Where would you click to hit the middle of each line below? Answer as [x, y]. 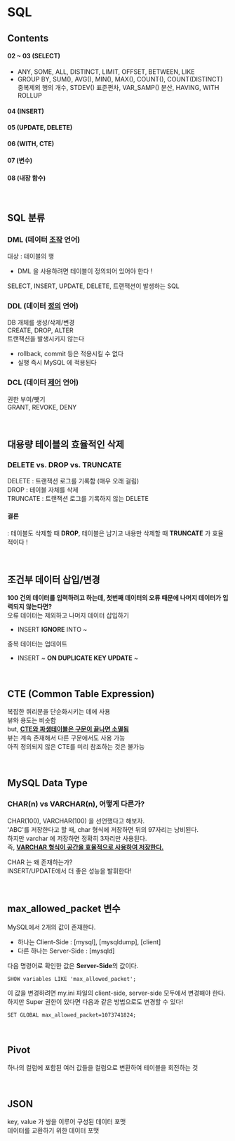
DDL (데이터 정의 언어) [43, 306]
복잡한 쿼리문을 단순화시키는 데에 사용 [59, 712]
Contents [28, 38]
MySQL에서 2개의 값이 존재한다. [52, 927]
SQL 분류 [26, 217]
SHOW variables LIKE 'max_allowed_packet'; [72, 979]
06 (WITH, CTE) [31, 143]
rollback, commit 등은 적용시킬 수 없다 [70, 354]
